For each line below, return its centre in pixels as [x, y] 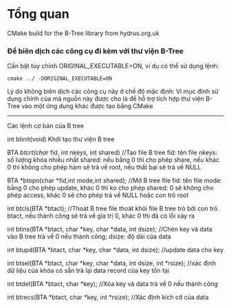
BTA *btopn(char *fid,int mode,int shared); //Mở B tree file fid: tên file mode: [114, 181]
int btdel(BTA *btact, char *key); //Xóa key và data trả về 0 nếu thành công [112, 284]
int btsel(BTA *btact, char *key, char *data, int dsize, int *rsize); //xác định [112, 263]
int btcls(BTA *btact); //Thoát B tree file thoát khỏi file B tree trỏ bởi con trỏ [112, 209]
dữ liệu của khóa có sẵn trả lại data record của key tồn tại [88, 271]
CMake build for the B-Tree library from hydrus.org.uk [83, 33]
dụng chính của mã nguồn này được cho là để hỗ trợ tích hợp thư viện [106, 99]
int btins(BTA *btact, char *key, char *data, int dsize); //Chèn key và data [110, 229]
